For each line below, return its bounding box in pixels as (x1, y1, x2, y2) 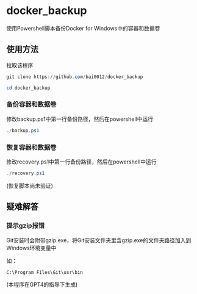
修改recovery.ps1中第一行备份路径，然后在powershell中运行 (6, 158, 157, 165)
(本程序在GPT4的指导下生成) (6, 281, 78, 288)
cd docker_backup (6, 85, 51, 91)
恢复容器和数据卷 (6, 143, 57, 151)
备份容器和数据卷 (6, 100, 57, 109)
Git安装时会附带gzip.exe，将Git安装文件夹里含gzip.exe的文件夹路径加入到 (6, 236, 192, 244)
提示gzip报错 (6, 221, 45, 230)
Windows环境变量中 (6, 244, 57, 251)
